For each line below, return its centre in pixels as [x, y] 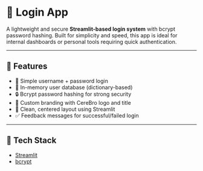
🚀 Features [27, 67]
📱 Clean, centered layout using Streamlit [65, 109]
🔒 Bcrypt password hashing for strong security [73, 94]
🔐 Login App [37, 12]
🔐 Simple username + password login [62, 81]
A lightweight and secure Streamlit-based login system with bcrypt [91, 29]
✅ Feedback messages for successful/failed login [77, 115]
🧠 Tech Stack [31, 141]
